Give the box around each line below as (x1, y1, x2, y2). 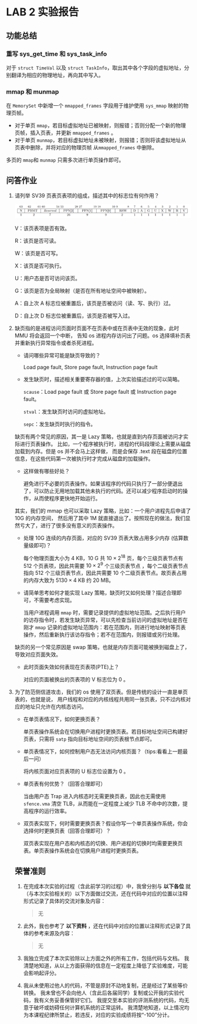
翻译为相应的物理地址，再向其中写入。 (11, 71, 104, 78)
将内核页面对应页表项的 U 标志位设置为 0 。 (23, 768, 129, 775)
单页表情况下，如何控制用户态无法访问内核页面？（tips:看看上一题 (23, 748, 183, 755)
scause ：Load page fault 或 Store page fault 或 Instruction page (23, 389, 177, 396)
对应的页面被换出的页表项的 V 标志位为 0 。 (23, 676, 129, 683)
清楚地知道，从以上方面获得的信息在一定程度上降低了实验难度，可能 (23, 962, 188, 969)
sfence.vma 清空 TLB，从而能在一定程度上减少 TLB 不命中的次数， (23, 800, 183, 807)
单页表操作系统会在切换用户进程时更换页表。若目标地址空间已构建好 (23, 728, 188, 735)
